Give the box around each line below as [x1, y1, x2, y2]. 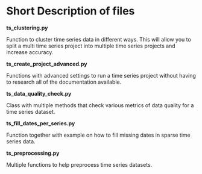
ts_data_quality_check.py [6, 90, 72, 97]
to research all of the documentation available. [6, 78, 122, 85]
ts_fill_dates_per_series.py [6, 119, 75, 127]
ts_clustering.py [6, 24, 48, 31]
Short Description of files [6, 4, 135, 18]
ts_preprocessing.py [6, 149, 60, 157]
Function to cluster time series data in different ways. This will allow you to [6, 36, 191, 43]
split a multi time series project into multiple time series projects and [6, 42, 176, 49]
